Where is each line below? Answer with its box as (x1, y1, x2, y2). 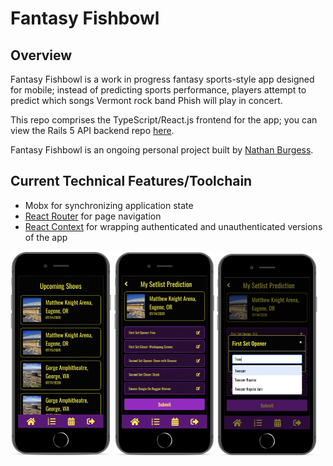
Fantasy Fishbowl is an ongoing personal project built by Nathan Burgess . (10, 144, 314, 156)
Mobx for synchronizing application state (24, 199, 194, 211)
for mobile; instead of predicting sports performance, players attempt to (10, 84, 307, 96)
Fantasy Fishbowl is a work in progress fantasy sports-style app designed (10, 73, 315, 85)
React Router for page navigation (24, 210, 162, 222)
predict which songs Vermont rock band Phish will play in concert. (10, 95, 283, 106)
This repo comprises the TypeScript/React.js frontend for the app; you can (10, 114, 318, 126)
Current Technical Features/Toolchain (10, 173, 253, 190)
